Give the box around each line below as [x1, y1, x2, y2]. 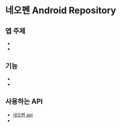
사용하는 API [5, 97, 43, 106]
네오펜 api [12, 112, 33, 118]
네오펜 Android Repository [5, 5, 116, 16]
